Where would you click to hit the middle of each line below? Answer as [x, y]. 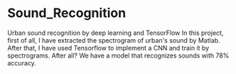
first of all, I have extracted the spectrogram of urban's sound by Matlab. [114, 40]
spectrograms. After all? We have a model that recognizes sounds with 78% [118, 55]
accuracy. [22, 63]
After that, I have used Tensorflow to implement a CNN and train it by [108, 48]
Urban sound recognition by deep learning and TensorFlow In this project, [116, 33]
